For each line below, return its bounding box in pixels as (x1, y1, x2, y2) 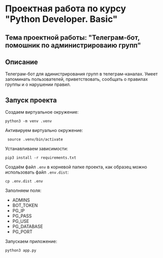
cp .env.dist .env (5, 179, 43, 184)
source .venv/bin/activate (7, 137, 63, 142)
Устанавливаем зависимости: (5, 146, 68, 152)
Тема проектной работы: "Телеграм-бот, (5, 33, 140, 42)
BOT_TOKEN (12, 202, 38, 208)
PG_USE (12, 218, 29, 224)
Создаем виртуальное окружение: (5, 109, 79, 115)
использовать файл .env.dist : (5, 169, 69, 175)
